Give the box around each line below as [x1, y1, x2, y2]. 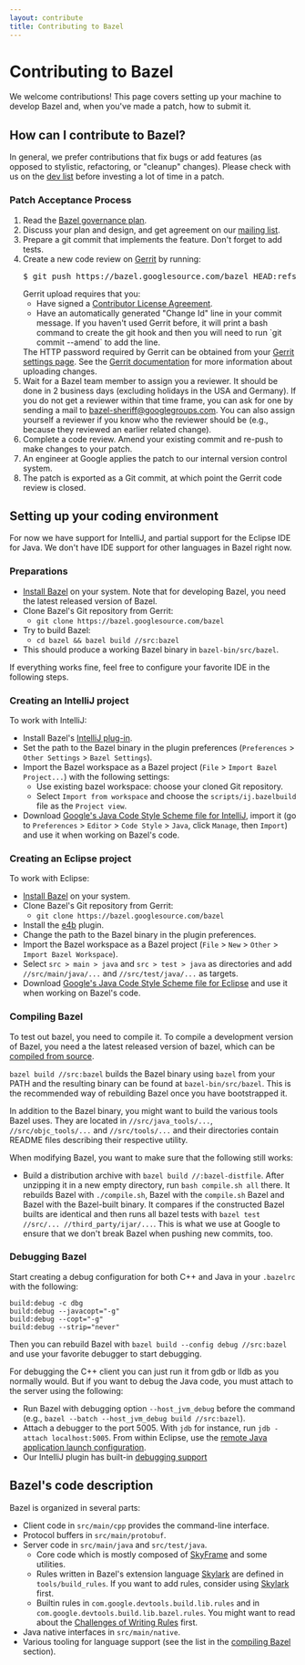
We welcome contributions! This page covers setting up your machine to [9, 91, 282, 102]
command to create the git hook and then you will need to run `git [36, 327, 282, 338]
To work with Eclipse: [9, 873, 89, 884]
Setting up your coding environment [9, 508, 219, 524]
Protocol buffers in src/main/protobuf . [22, 1529, 167, 1540]
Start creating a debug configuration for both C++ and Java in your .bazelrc [9, 1271, 296, 1282]
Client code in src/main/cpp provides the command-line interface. [22, 1520, 270, 1531]
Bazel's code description [9, 1478, 154, 1493]
